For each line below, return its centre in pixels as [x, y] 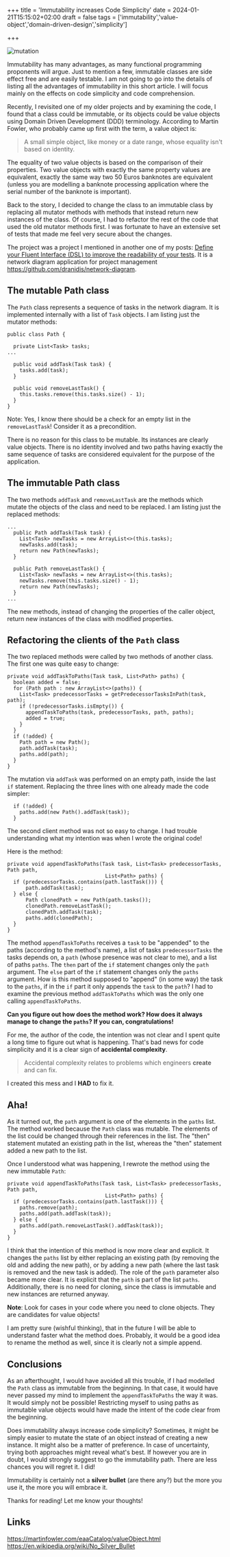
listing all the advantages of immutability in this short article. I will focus [108, 86]
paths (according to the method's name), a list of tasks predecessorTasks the [115, 950]
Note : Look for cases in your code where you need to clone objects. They [111, 1307]
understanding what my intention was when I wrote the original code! [105, 838]
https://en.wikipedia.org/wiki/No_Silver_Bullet [71, 1546]
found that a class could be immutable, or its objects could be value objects [114, 114]
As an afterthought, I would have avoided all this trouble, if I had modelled [111, 1381]
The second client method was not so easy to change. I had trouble [102, 831]
